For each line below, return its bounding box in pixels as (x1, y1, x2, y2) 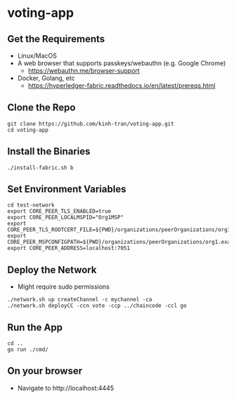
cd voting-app (7, 126, 49, 133)
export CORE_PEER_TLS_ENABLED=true (7, 208, 112, 215)
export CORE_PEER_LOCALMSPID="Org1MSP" (7, 214, 124, 221)
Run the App (7, 321, 63, 333)
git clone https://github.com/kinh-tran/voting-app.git (7, 120, 174, 127)
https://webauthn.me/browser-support (27, 67, 140, 74)
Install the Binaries (7, 145, 91, 157)
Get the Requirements (7, 33, 105, 45)
